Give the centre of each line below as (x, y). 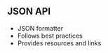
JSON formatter (40, 28)
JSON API (29, 12)
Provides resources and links (59, 43)
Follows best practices (50, 36)
